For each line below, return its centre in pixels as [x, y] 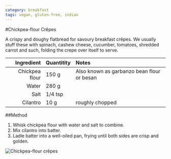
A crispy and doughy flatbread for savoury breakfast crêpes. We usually [81, 39]
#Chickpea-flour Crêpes [31, 29]
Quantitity [58, 63]
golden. [21, 141]
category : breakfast [27, 10]
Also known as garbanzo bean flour [118, 71]
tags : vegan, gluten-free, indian [42, 15]
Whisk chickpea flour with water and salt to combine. [68, 125]
